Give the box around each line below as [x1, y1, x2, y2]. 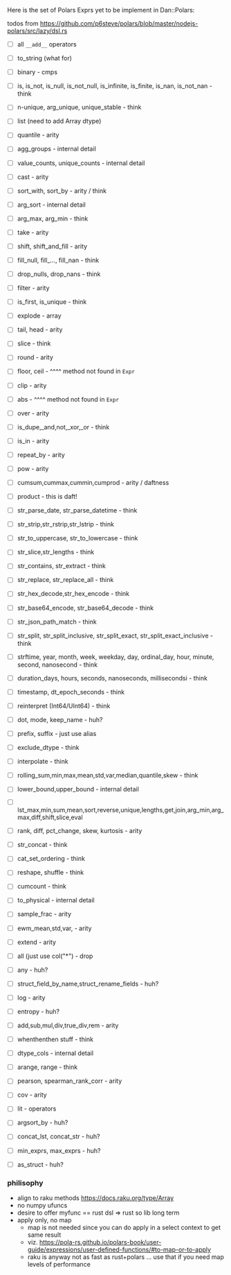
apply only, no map [17, 1215, 72, 1224]
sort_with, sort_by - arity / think [17, 187, 107, 195]
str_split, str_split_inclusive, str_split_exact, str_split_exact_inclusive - [17, 631, 213, 640]
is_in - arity [17, 436, 50, 445]
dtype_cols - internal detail [17, 1049, 94, 1057]
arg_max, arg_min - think [17, 214, 89, 223]
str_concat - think [17, 841, 68, 849]
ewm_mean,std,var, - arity [17, 924, 92, 932]
